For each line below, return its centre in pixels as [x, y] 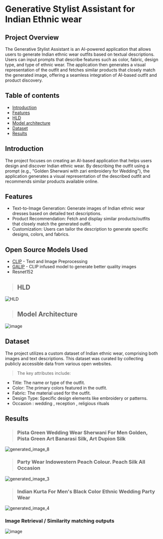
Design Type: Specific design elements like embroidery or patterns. [80, 398]
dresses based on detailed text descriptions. [57, 214]
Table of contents [32, 96]
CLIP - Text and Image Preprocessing [50, 261]
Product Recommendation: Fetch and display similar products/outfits [81, 219]
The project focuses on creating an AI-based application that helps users [79, 160]
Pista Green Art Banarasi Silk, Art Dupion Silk [71, 439]
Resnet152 [22, 272]
